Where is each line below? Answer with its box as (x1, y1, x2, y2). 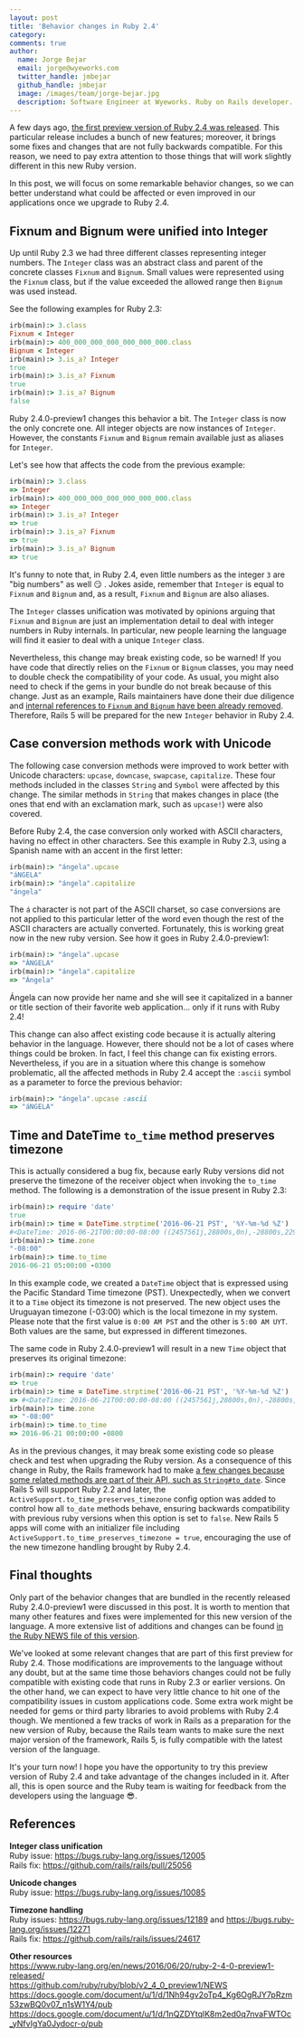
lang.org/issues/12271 (9, 1923, 90, 1934)
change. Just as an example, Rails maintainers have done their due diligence (9, 690, 295, 701)
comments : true (9, 38, 67, 48)
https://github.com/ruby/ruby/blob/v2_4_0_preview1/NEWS (9, 1979, 228, 1990)
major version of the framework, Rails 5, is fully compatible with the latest (9, 1734, 283, 1745)
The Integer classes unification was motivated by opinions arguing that (9, 605, 276, 616)
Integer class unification (9, 1840, 103, 1851)
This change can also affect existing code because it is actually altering (9, 1028, 276, 1039)
